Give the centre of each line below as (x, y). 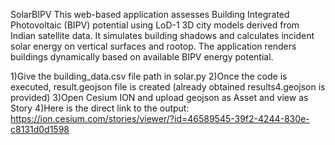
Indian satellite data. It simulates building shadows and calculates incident (162, 35)
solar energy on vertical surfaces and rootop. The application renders (153, 46)
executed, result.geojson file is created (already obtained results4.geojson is (168, 87)
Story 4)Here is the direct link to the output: (100, 108)
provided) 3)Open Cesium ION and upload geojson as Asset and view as (159, 97)
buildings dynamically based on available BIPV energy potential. (142, 57)
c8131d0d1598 (40, 129)
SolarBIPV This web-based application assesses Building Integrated (150, 14)
